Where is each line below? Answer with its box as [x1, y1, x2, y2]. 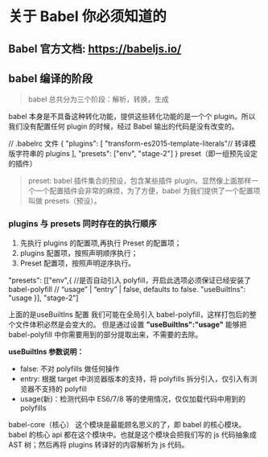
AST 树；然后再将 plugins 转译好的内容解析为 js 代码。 [8, 439, 189, 449]
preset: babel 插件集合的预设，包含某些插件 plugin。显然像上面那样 [27, 176, 252, 186]
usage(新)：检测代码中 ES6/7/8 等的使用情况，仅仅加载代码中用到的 [19, 393, 245, 403]
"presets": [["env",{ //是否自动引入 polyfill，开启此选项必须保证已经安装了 [8, 275, 251, 285]
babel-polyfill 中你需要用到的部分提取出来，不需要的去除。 [8, 329, 203, 339]
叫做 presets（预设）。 [27, 196, 101, 206]
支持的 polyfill [41, 384, 87, 393]
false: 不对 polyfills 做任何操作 [19, 364, 120, 373]
